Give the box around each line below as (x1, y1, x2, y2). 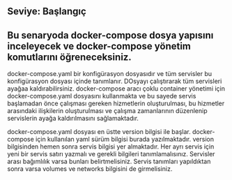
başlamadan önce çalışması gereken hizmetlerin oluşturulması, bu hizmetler (7, 99, 225, 107)
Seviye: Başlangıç (7, 6, 87, 17)
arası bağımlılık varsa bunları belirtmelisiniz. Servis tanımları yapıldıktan (7, 157, 211, 166)
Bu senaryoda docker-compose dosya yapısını (7, 29, 214, 41)
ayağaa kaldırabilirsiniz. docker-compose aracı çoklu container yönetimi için (7, 84, 225, 93)
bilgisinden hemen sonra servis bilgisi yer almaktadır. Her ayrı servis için (7, 142, 215, 151)
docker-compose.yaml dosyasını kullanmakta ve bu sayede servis (7, 92, 196, 100)
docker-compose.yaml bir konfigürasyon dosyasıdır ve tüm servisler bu (7, 70, 212, 78)
